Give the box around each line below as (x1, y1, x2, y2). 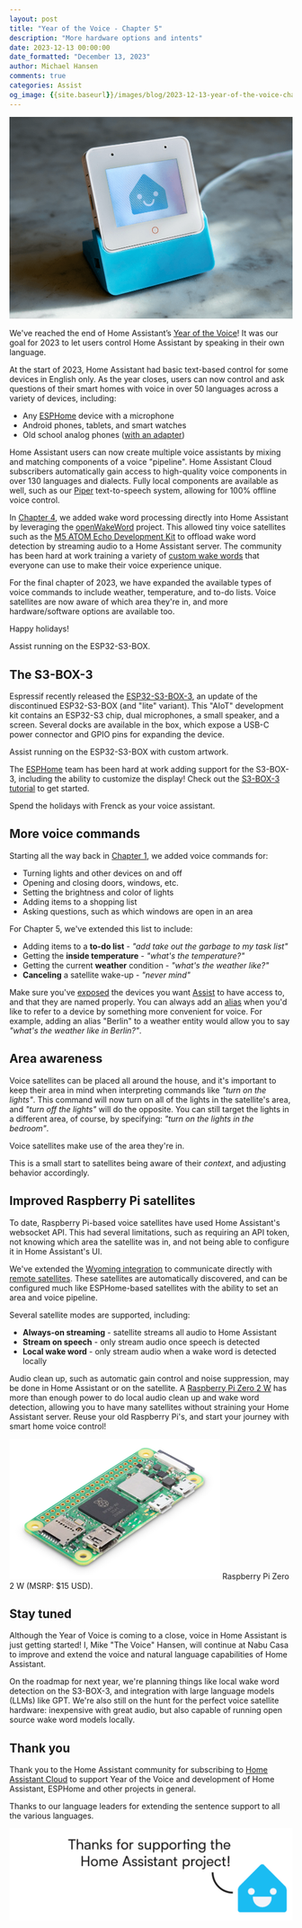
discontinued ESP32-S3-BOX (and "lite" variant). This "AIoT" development (9, 701, 284, 711)
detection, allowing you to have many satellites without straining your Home (9, 1401, 289, 1412)
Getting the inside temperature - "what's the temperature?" (22, 950, 245, 961)
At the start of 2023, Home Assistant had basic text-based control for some (9, 364, 289, 375)
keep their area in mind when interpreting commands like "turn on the (9, 1084, 267, 1095)
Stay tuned (9, 1606, 72, 1621)
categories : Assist (9, 81, 83, 90)
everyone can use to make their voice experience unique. (9, 560, 222, 571)
